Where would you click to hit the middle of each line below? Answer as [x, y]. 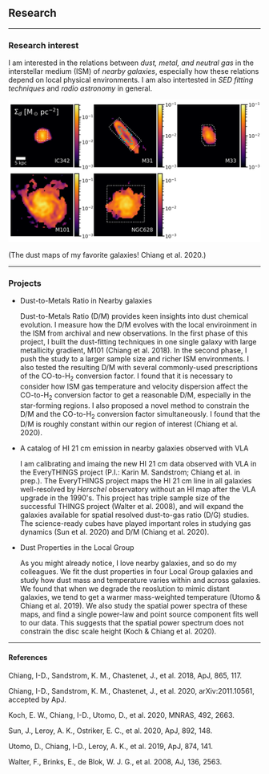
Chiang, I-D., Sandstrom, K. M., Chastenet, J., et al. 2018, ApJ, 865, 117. [125, 675]
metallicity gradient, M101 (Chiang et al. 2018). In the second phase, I [133, 350]
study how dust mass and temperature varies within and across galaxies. [140, 580]
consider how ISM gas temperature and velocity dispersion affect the [134, 386]
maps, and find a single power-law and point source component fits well [139, 614]
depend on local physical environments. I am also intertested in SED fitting [131, 80]
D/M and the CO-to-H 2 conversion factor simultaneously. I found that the [140, 415]
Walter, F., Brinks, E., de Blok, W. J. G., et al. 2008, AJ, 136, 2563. [115, 761]
